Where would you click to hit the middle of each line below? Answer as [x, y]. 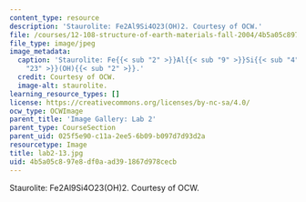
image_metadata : [40, 52]
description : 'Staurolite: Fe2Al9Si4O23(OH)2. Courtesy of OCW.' [136, 26]
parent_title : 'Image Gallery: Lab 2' [83, 119]
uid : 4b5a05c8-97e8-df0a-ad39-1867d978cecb [93, 162]
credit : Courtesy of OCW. [67, 77]
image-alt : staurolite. [62, 86]
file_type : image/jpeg [52, 43]
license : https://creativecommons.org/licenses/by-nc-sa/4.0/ [130, 102]
